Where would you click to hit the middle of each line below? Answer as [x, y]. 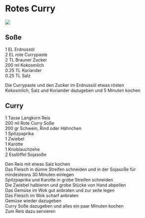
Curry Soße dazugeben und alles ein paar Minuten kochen [64, 206]
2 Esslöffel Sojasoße [26, 154]
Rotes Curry [30, 9]
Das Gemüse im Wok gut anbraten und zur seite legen [60, 190]
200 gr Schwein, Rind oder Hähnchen [43, 128]
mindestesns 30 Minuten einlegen [39, 174]
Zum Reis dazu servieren [30, 211]
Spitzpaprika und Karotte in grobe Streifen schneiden [59, 180]
